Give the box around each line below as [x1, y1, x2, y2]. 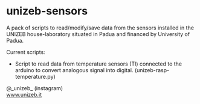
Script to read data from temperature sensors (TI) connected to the [15, 60, 182, 67]
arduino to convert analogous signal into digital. [15, 66, 134, 73]
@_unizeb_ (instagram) [6, 84, 63, 91]
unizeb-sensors [6, 4, 88, 18]
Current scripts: [6, 48, 45, 55]
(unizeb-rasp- [134, 66, 170, 73]
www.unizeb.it [6, 91, 42, 98]
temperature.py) [15, 73, 56, 80]
